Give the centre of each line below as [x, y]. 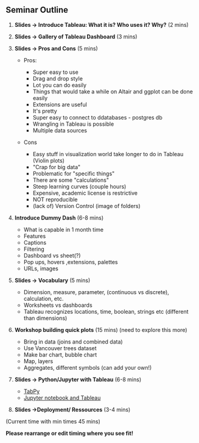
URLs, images [41, 268]
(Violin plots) [49, 160]
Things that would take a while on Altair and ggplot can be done [113, 92]
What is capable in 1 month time [64, 229]
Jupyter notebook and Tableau [62, 398]
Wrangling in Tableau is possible [73, 124]
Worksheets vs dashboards [58, 305]
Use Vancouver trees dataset [60, 348]
